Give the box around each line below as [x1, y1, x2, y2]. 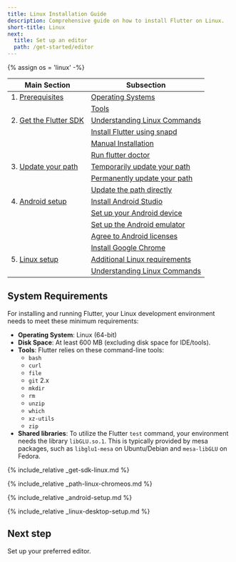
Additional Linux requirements [91, 255, 191, 264]
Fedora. [17, 451, 41, 460]
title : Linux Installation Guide [7, 10, 107, 18]
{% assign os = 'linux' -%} [7, 63, 85, 71]
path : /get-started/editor [14, 44, 94, 51]
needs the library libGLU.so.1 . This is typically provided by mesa [17, 436, 208, 445]
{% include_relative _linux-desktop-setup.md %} [7, 507, 150, 516]
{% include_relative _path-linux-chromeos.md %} [7, 479, 153, 488]
